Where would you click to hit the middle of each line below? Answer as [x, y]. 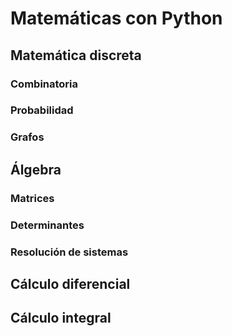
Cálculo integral [61, 318]
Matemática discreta [76, 55]
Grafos [27, 137]
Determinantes [47, 225]
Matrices [32, 198]
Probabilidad [42, 110]
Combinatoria [44, 84]
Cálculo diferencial [70, 283]
